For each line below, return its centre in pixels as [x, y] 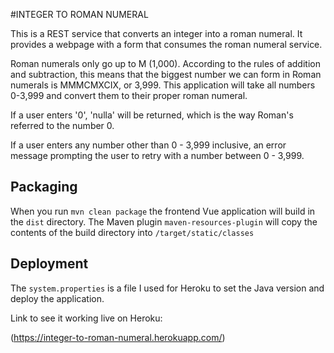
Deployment [49, 264]
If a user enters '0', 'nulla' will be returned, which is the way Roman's [152, 115]
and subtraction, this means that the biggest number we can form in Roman [166, 74]
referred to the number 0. [62, 125]
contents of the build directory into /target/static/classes [132, 232]
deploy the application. [57, 298]
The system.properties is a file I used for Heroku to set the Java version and [167, 288]
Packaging [44, 187]
